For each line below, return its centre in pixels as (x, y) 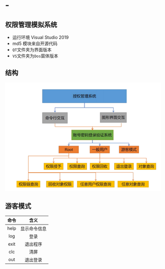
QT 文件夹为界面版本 (32, 50)
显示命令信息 (34, 229)
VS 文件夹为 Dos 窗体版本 (35, 56)
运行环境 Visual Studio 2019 (41, 37)
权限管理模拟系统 (31, 24)
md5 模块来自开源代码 (35, 43)
